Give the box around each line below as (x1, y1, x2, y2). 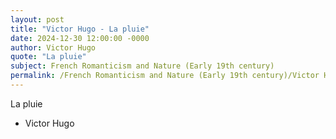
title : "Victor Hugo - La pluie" (10, 24, 150, 34)
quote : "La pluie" (10, 52, 87, 62)
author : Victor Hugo (10, 42, 97, 53)
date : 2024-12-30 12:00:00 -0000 (10, 33, 150, 43)
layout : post (10, 14, 65, 25)
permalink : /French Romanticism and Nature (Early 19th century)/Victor (10, 71, 320, 81)
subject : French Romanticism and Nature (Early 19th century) (10, 61, 275, 71)
